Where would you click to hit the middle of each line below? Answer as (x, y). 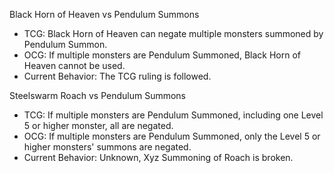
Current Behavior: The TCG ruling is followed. (117, 76)
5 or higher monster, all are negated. (98, 125)
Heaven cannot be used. (74, 65)
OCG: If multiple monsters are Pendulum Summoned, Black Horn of (162, 55)
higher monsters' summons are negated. (107, 147)
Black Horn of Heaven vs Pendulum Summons (104, 14)
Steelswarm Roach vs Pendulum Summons (98, 95)
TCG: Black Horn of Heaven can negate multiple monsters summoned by (173, 33)
